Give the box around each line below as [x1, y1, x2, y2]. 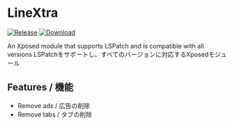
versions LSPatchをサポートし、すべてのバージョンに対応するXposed [7, 50, 209, 58]
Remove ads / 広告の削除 [17, 101, 90, 110]
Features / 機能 [7, 81, 74, 93]
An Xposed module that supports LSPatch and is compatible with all [7, 41, 204, 50]
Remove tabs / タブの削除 [17, 110, 93, 119]
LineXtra [7, 5, 58, 21]
